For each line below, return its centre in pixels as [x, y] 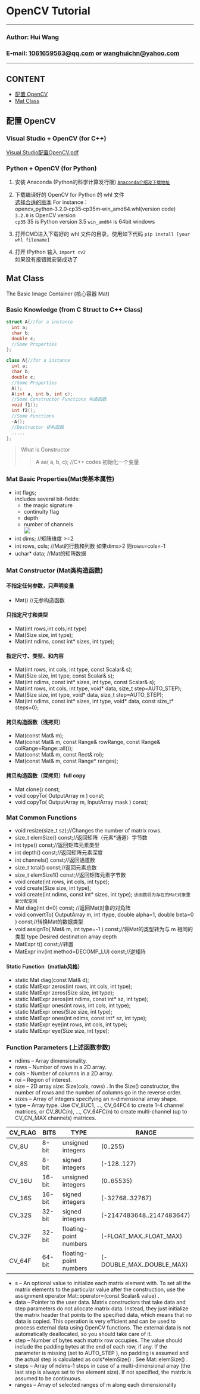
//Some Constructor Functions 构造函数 [59, 399]
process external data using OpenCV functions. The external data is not [103, 1328]
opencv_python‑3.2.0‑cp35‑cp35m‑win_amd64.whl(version [87, 209]
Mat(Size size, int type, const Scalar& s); [64, 676]
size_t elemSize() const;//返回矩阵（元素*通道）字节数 [81, 837]
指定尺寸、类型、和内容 [35, 655]
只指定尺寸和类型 [27, 615]
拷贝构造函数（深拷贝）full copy [46, 776]
